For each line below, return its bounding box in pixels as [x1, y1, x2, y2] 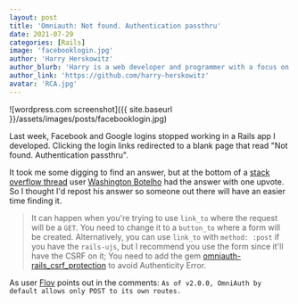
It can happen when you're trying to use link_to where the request [30, 212, 278, 223]
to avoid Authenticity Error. [108, 259, 207, 270]
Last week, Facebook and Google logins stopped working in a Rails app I [9, 130, 277, 141]
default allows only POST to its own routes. [9, 286, 181, 295]
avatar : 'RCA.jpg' [9, 79, 78, 88]
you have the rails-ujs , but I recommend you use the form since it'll [30, 241, 284, 251]
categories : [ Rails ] [9, 37, 87, 47]
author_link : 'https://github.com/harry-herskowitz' [9, 71, 210, 80]
